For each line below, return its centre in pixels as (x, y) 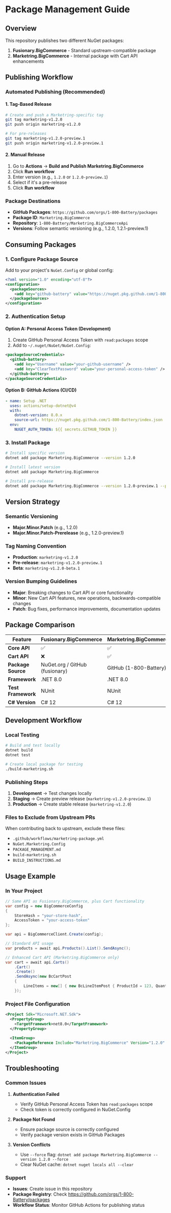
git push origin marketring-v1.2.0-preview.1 (54, 143)
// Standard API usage (29, 944)
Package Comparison (40, 625)
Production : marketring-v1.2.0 (45, 557)
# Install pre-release (29, 481)
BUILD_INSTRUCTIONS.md (37, 861)
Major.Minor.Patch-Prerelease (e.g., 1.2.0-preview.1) (68, 533)
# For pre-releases (26, 134)
